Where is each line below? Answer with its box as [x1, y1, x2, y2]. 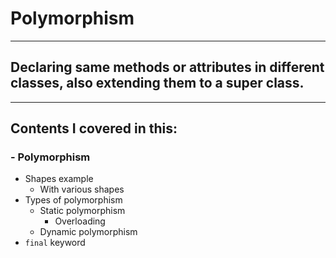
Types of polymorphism [24, 194, 123, 206]
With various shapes [39, 183, 125, 196]
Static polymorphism [39, 205, 126, 217]
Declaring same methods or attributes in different [10, 59, 325, 76]
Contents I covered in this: [10, 120, 178, 137]
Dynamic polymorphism [39, 226, 138, 238]
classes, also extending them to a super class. [10, 75, 305, 92]
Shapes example [24, 173, 94, 185]
